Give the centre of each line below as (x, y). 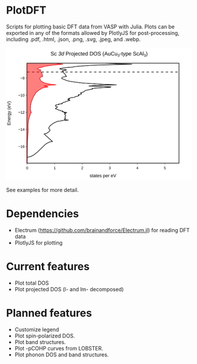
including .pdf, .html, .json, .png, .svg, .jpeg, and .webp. (73, 39)
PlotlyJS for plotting (39, 242)
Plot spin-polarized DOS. (45, 336)
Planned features (49, 313)
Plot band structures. (40, 342)
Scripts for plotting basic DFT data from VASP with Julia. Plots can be (91, 27)
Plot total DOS (32, 283)
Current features (48, 266)
